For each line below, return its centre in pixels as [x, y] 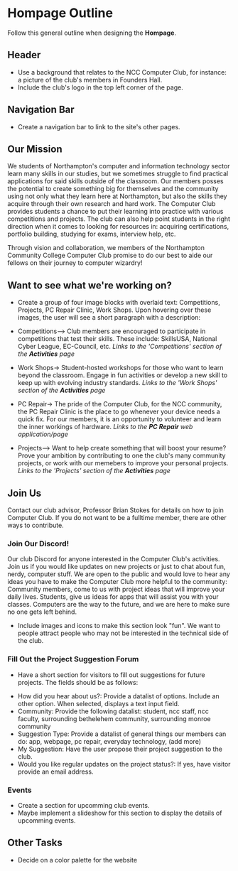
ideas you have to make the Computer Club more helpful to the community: [117, 582]
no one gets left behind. [42, 612]
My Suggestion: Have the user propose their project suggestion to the [120, 749]
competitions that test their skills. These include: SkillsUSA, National [117, 339]
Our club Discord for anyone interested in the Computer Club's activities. [114, 559]
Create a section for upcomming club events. [83, 805]
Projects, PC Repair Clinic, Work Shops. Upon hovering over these [114, 310]
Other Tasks [35, 843]
